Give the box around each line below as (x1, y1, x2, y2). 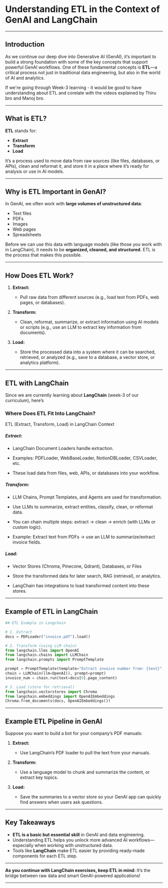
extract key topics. (19, 774, 58, 780)
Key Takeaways (5, 818, 55, 827)
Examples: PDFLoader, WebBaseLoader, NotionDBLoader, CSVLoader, (12, 455, 157, 461)
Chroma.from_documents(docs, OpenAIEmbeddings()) (5, 698, 111, 704)
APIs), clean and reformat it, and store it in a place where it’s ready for (5, 163, 149, 169)
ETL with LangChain (5, 379, 69, 387)
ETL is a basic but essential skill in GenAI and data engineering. (12, 831, 145, 837)
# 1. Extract (5, 629, 32, 634)
